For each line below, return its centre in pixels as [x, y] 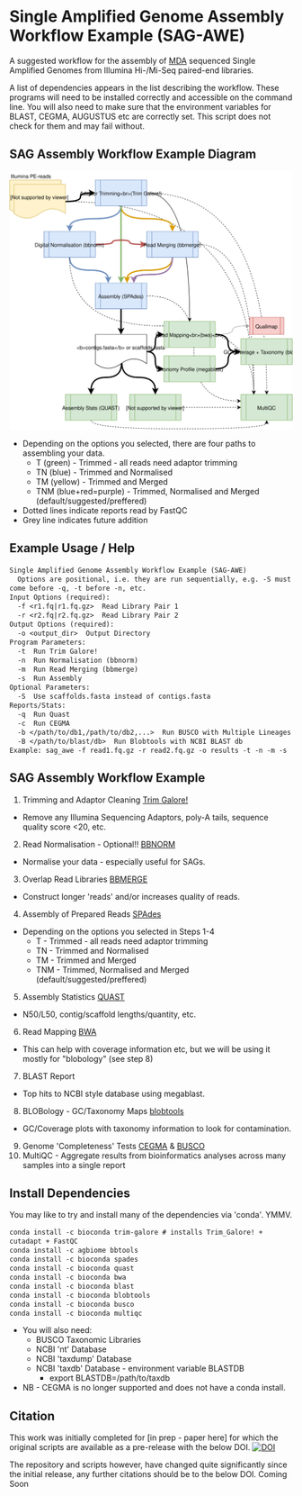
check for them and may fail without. [77, 126]
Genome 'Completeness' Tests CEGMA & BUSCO [113, 1146]
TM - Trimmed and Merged [86, 960]
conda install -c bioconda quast [72, 1269]
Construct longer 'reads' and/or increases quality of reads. [131, 896]
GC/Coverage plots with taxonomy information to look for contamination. [157, 1129]
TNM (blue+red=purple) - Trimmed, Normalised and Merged [147, 491]
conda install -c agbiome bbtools [74, 1251]
